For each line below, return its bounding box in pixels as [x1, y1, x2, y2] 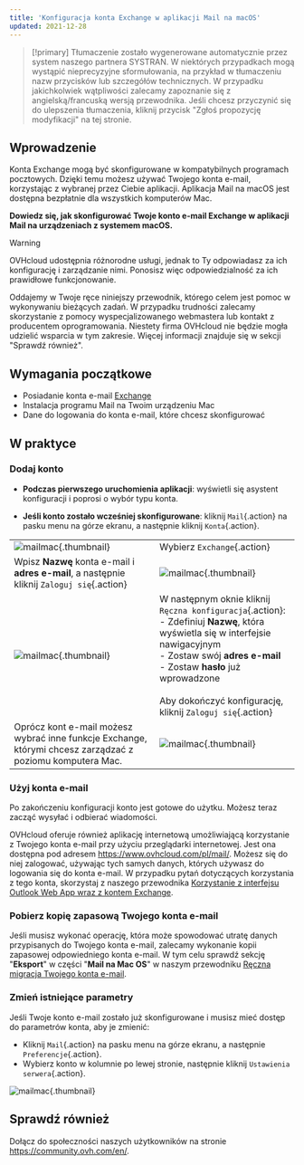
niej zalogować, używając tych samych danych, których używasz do [9, 858, 265, 869]
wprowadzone [159, 672, 221, 684]
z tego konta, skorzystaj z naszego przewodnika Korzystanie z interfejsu [9, 877, 280, 888]
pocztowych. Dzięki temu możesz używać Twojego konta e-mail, [9, 174, 252, 185]
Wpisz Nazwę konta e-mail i [14, 555, 136, 568]
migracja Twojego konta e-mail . [9, 969, 127, 979]
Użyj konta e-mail [9, 781, 89, 794]
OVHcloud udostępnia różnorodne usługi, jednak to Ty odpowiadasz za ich [9, 255, 288, 266]
